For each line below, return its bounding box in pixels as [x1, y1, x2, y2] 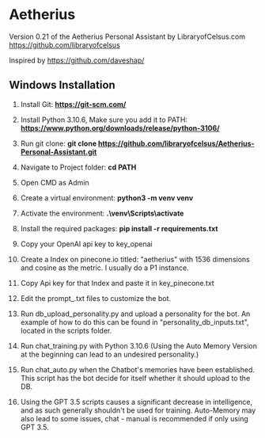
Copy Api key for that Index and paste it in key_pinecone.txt [20, 278, 214, 288]
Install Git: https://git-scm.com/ [20, 99, 127, 109]
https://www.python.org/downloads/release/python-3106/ [20, 123, 220, 132]
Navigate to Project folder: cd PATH [20, 162, 137, 172]
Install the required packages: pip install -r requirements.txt [20, 223, 218, 233]
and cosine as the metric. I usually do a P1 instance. [20, 263, 189, 272]
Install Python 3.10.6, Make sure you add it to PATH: [20, 115, 188, 124]
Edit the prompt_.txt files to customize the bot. [20, 293, 172, 303]
